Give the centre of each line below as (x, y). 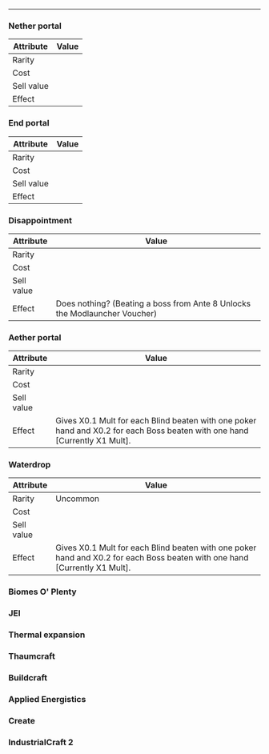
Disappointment (40, 220)
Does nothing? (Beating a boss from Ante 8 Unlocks (153, 303)
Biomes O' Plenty (43, 592)
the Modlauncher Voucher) (106, 313)
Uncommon (78, 499)
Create (22, 720)
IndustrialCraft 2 (41, 742)
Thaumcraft (32, 656)
